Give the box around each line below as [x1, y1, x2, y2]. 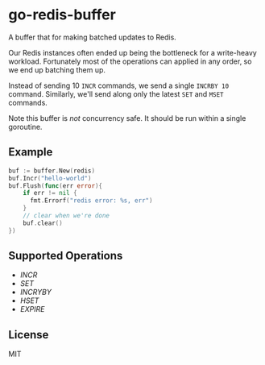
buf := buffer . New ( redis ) [8, 167, 95, 175]
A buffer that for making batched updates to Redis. [8, 32, 177, 42]
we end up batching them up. [8, 64, 106, 74]
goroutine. [8, 122, 43, 131]
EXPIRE [19, 305, 45, 314]
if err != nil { [23, 189, 78, 197]
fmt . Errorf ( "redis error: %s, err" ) [29, 197, 153, 205]
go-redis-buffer [8, 6, 117, 24]
